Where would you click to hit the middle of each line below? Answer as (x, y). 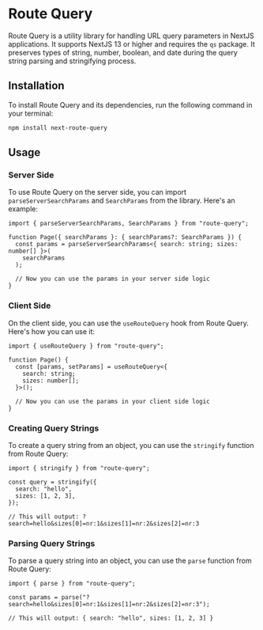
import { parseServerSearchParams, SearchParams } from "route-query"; (128, 224)
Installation (36, 86)
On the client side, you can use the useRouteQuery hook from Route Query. (128, 323)
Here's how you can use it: (52, 331)
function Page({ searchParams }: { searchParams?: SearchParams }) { (125, 237)
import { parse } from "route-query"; (72, 584)
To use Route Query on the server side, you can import (98, 192)
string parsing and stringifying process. (72, 61)
